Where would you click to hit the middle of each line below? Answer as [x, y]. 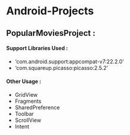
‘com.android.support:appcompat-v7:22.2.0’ [69, 62]
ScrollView [28, 120]
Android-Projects [50, 11]
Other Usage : [24, 81]
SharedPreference [37, 107]
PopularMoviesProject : [51, 33]
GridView [26, 94]
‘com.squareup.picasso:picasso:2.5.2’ [61, 67]
